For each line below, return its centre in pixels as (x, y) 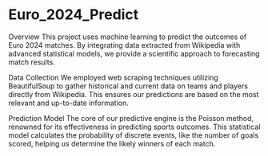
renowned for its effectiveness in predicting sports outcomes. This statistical (134, 127)
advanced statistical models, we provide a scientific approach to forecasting (134, 53)
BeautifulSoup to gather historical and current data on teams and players (128, 86)
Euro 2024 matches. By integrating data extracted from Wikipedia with (124, 45)
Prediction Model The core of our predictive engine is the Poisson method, (131, 118)
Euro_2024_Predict (74, 15)
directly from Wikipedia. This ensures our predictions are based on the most (134, 94)
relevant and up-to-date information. (69, 103)
